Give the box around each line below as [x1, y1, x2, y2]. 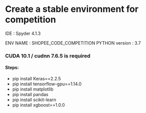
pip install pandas [12, 92, 49, 98]
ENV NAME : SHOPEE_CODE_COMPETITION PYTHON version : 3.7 [5, 40, 141, 46]
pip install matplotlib [12, 86, 53, 92]
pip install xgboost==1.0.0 [12, 102, 65, 108]
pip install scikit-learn [12, 97, 56, 103]
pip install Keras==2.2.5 [12, 76, 61, 82]
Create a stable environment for [5, 3, 139, 15]
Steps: [5, 64, 19, 70]
